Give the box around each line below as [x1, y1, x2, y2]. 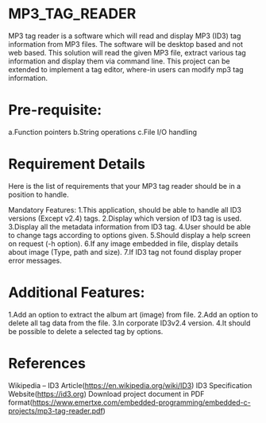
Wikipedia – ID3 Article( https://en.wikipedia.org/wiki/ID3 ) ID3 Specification [8, 380, 253, 390]
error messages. [8, 256, 62, 265]
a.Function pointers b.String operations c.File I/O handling [8, 127, 197, 137]
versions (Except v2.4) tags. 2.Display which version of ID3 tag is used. [8, 213, 242, 223]
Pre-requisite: [8, 101, 102, 119]
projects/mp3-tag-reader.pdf [8, 406, 103, 415]
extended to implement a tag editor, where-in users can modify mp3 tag [8, 64, 244, 74]
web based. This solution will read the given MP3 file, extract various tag [8, 48, 246, 57]
